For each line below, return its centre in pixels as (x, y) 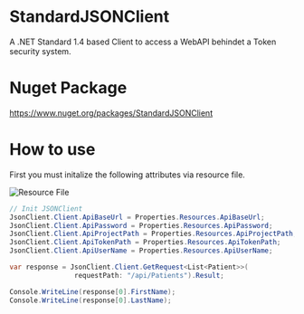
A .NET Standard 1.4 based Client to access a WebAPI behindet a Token (143, 42)
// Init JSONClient (46, 209)
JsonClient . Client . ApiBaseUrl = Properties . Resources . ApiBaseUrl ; (137, 217)
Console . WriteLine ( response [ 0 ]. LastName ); (90, 300)
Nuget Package (68, 88)
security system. (40, 51)
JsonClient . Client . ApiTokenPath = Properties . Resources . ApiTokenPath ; (145, 243)
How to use (52, 150)
